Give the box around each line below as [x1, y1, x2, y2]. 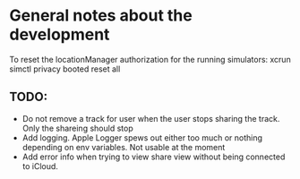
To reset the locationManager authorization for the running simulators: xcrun [9, 54, 291, 64]
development [9, 24, 110, 45]
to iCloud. [21, 160, 58, 171]
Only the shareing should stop [21, 123, 133, 133]
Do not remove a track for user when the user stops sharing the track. [21, 113, 280, 124]
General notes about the [9, 5, 193, 26]
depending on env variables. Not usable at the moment [21, 141, 226, 152]
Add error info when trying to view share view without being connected [21, 151, 286, 162]
